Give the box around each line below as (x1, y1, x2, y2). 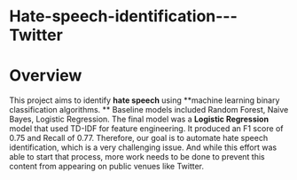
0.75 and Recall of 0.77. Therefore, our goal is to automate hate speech (9, 133, 269, 144)
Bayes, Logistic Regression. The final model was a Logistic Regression (9, 113, 269, 125)
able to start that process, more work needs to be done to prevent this (9, 152, 266, 162)
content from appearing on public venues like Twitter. (9, 161, 205, 172)
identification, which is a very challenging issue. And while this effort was (9, 142, 277, 153)
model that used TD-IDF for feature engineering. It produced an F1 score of (9, 123, 284, 134)
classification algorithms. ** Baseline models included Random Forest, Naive (9, 105, 289, 115)
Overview (9, 66, 82, 86)
